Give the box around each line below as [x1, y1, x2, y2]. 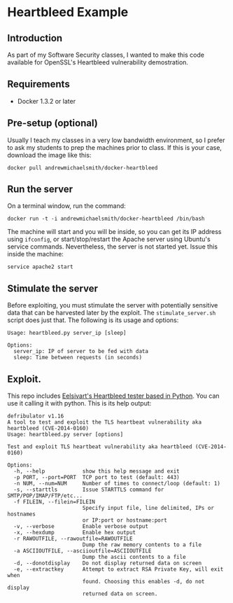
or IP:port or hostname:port [82, 517, 168, 524]
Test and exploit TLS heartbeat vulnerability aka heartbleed [7, 443, 192, 450]
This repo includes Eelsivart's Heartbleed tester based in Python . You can [7, 391, 220, 400]
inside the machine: [7, 250, 64, 258]
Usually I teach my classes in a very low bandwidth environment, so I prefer [7, 136, 225, 144]
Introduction [7, 32, 63, 44]
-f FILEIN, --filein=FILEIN [13, 499, 96, 506]
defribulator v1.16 [7, 413, 64, 420]
